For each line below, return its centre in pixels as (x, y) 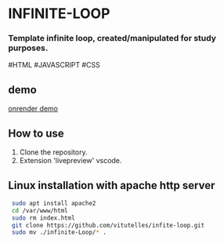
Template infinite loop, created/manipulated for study (112, 38)
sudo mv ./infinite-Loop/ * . (59, 232)
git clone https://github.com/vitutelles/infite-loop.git (108, 225)
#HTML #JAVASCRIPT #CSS (54, 65)
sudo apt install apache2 (54, 203)
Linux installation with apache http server (112, 185)
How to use (36, 133)
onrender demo (33, 109)
